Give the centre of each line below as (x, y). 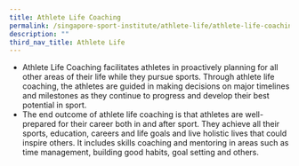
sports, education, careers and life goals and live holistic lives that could (154, 133)
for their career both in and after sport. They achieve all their (169, 124)
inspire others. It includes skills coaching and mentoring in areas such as (155, 143)
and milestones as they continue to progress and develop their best (145, 96)
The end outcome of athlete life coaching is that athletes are (133, 115)
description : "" (39, 34)
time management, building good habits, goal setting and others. (141, 153)
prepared (39, 124)
